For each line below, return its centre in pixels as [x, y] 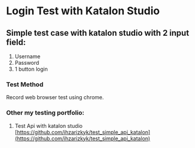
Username [27, 56]
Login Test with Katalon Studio [83, 11]
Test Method [25, 84]
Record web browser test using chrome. [55, 97]
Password [27, 63]
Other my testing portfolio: [45, 113]
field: [16, 42]
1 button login [31, 69]
